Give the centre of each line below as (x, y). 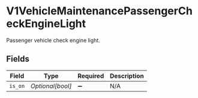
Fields (18, 59)
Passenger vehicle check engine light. (53, 40)
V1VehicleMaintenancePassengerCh (100, 11)
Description (127, 76)
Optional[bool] (51, 86)
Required (91, 76)
